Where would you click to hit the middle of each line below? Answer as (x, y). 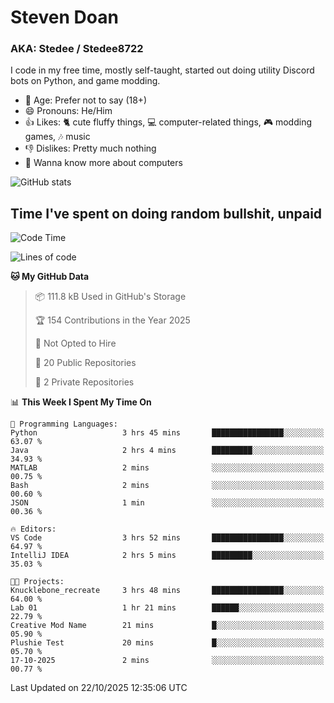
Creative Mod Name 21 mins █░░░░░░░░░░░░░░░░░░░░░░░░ (167, 626)
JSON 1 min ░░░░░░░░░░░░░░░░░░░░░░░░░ (167, 503)
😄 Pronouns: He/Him (68, 111)
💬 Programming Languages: (64, 424)
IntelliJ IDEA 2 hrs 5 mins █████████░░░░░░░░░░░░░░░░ (167, 556)
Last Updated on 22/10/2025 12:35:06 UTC (99, 688)
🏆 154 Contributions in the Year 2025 (112, 320)
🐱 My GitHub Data (50, 277)
